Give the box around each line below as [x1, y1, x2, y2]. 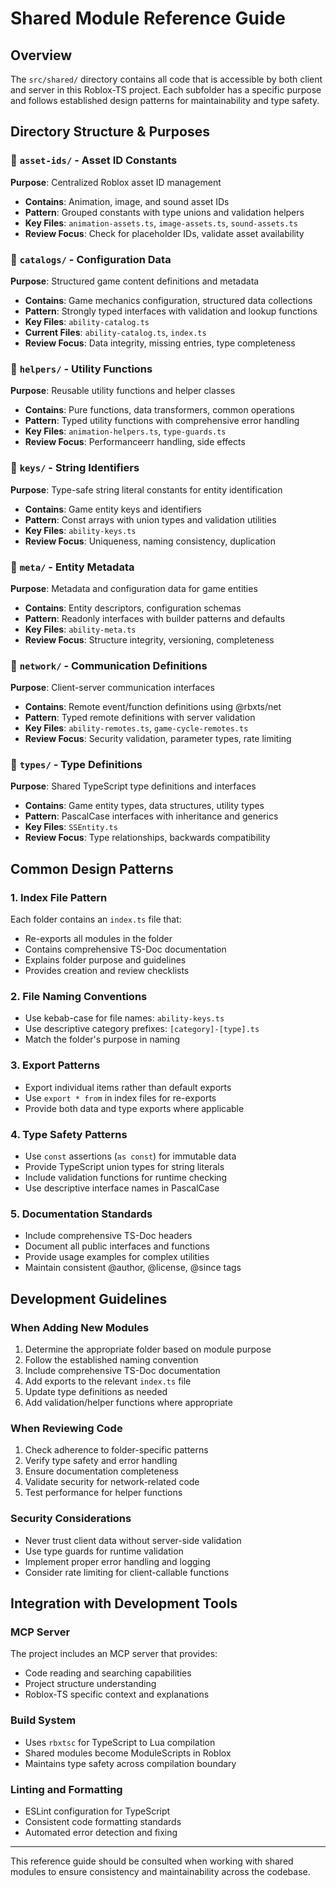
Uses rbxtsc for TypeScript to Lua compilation [24, 1736, 216, 1748]
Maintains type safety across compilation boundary [24, 1757, 237, 1769]
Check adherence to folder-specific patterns [24, 1444, 209, 1456]
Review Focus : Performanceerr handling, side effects [24, 436, 246, 448]
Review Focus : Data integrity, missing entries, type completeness [24, 337, 296, 349]
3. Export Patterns [10, 1058, 101, 1072]
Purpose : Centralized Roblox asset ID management [10, 176, 222, 188]
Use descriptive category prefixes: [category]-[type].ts [24, 1023, 260, 1035]
